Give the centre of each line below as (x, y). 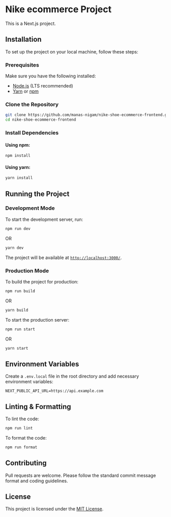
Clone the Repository (32, 104)
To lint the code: (22, 419)
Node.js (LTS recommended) (43, 86)
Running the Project (37, 194)
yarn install (19, 178)
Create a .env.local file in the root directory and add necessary (72, 376)
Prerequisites (22, 65)
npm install (18, 156)
